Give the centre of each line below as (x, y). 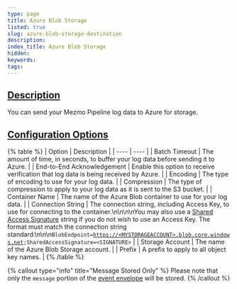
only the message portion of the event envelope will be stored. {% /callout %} (119, 278)
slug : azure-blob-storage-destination (65, 34)
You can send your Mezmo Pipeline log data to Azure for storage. (103, 112)
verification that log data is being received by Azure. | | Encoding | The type (118, 174)
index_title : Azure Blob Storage (57, 47)
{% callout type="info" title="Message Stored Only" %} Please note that (113, 271)
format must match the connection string (67, 227)
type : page (23, 14)
